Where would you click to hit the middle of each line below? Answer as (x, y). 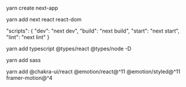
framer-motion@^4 (29, 78)
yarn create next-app (32, 8)
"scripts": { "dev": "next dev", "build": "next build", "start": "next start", (93, 31)
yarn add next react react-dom (44, 19)
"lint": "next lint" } (28, 37)
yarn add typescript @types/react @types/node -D (69, 49)
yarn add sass (24, 60)
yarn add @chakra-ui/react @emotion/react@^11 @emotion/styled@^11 (93, 72)
